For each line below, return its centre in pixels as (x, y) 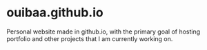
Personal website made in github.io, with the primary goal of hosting (103, 32)
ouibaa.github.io (55, 13)
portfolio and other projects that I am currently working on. (90, 38)
